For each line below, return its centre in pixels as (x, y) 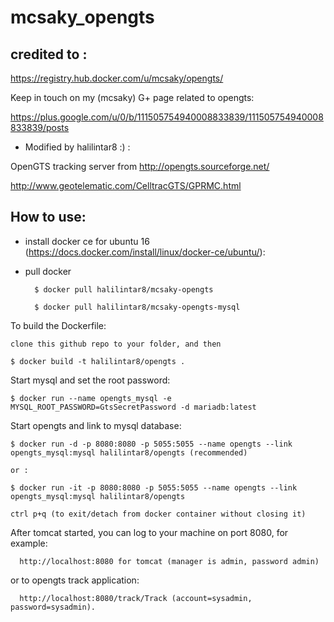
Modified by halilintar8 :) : (77, 147)
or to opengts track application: (75, 580)
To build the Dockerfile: (58, 325)
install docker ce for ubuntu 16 (87, 241)
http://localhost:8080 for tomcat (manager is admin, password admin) (169, 561)
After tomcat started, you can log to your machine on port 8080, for (149, 532)
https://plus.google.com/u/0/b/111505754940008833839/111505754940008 (167, 117)
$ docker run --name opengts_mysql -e (91, 398)
